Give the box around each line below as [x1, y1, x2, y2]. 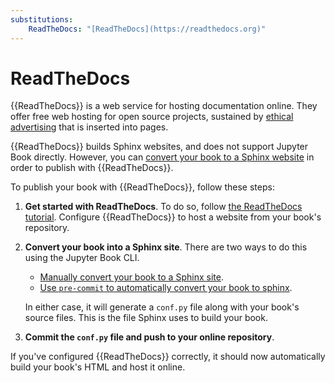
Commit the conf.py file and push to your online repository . [24, 331, 275, 343]
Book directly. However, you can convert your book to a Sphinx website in [10, 151, 315, 163]
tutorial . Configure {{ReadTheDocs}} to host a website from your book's [24, 211, 322, 223]
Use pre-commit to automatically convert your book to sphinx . [39, 282, 293, 294]
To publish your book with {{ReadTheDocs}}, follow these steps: [10, 181, 275, 193]
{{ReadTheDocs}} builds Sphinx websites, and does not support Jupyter [10, 141, 309, 153]
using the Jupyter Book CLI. [24, 252, 140, 264]
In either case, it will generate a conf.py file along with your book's [24, 301, 300, 313]
